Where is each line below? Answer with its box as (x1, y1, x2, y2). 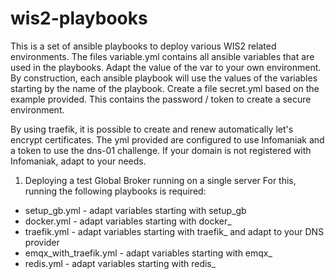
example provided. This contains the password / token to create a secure (10, 93, 312, 105)
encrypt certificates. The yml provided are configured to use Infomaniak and (10, 133, 325, 146)
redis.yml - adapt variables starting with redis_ (24, 257, 217, 269)
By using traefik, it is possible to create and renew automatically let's (10, 123, 294, 135)
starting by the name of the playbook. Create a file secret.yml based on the (10, 82, 320, 94)
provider (24, 236, 60, 248)
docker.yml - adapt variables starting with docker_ (24, 215, 232, 227)
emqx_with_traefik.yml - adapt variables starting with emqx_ (24, 247, 273, 259)
